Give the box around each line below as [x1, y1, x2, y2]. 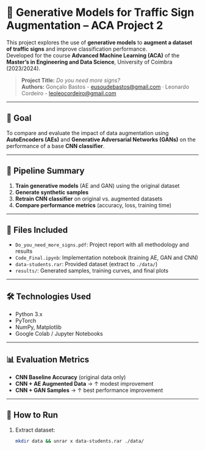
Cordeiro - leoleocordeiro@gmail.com [21, 89, 117, 97]
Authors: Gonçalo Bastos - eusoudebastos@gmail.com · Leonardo [21, 83, 190, 90]
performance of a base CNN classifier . [6, 142, 105, 149]
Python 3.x [15, 311, 43, 318]
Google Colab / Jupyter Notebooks [15, 330, 103, 337]
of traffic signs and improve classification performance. [6, 45, 148, 53]
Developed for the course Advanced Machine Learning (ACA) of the [6, 51, 180, 59]
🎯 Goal [6, 113, 32, 124]
